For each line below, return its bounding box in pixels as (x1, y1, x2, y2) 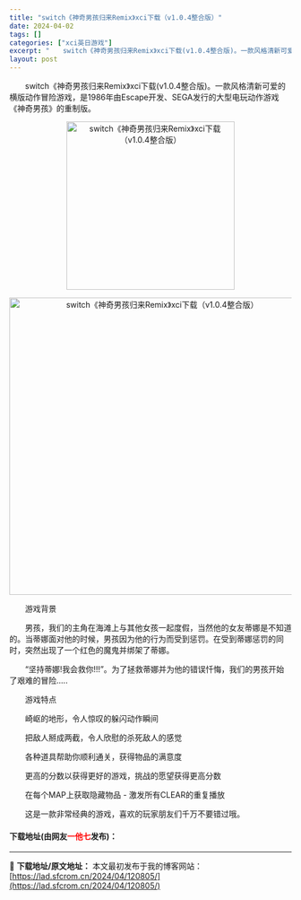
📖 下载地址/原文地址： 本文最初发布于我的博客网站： (9, 861, 203, 871)
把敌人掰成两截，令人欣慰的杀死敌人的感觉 (24, 732, 182, 743)
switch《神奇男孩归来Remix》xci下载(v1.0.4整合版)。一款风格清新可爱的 (24, 81, 287, 91)
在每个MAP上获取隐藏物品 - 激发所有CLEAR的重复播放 (24, 790, 226, 800)
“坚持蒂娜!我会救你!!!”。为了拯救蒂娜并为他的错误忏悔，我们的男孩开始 (24, 664, 285, 674)
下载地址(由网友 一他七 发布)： (9, 831, 118, 842)
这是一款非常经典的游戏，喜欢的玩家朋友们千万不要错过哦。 (24, 808, 245, 819)
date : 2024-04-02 (9, 22, 74, 31)
